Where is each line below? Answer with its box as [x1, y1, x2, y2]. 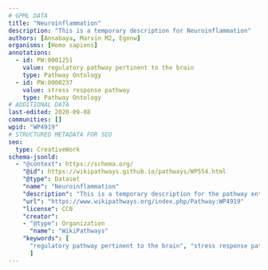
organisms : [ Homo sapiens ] [8, 42, 98, 50]
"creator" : [22, 212, 59, 220]
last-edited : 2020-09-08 [8, 109, 91, 117]
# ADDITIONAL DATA [8, 101, 69, 109]
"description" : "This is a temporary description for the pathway [22, 189, 248, 198]
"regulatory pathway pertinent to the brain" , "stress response [29, 242, 248, 250]
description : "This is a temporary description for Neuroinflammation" [8, 26, 251, 34]
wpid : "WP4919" [8, 123, 59, 131]
